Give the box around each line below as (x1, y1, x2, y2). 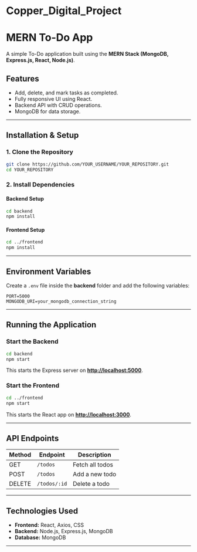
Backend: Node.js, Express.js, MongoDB (14, 528, 113, 535)
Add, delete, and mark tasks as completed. (14, 89, 118, 96)
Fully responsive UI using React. (14, 95, 93, 102)
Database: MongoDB (14, 534, 66, 541)
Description (77, 451, 111, 459)
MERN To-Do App (6, 31, 93, 45)
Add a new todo (73, 470, 117, 479)
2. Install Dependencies (6, 181, 75, 189)
